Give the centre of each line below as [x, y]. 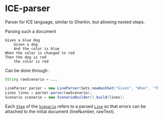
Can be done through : [27, 70]
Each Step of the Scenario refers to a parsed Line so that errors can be [76, 106]
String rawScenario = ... [31, 79]
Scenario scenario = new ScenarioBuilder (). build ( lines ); [65, 97]
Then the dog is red [26, 57]
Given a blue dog [23, 40]
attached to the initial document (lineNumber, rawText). [60, 112]
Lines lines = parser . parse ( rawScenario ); [49, 93]
